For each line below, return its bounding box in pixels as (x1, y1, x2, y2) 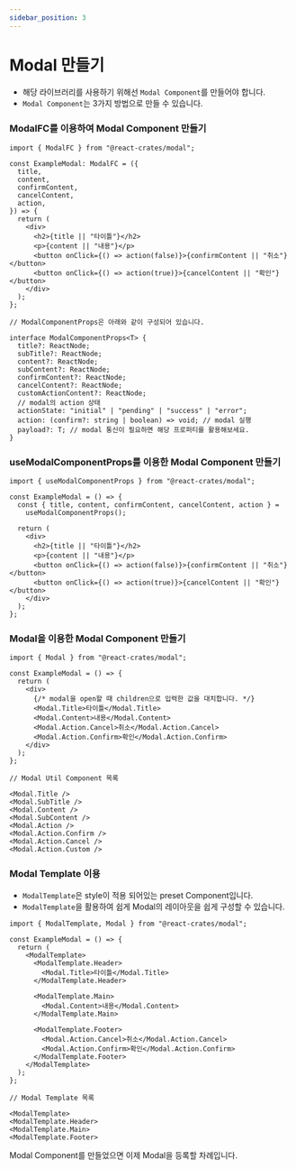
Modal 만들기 (9, 55, 105, 75)
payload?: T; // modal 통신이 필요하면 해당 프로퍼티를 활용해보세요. (17, 425, 250, 434)
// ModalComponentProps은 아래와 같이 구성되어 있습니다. (9, 318, 205, 327)
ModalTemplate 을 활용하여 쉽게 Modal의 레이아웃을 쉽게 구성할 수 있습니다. (22, 901, 285, 912)
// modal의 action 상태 (17, 398, 101, 407)
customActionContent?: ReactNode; (17, 389, 147, 398)
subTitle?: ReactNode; (17, 349, 103, 358)
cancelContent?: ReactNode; (17, 381, 123, 390)
